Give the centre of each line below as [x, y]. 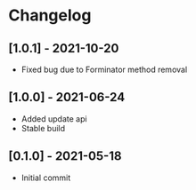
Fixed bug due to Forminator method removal [104, 69]
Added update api [54, 119]
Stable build [43, 128]
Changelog [50, 16]
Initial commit [46, 178]
